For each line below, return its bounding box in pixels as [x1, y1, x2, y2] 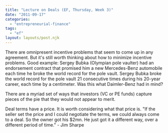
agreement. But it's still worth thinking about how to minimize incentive [5, 54, 152, 60]
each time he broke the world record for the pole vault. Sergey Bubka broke [5, 70, 162, 76]
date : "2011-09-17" [5, 12, 46, 17]
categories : [5, 17, 30, 22]
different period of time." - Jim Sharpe [5, 121, 85, 128]
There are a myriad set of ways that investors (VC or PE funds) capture [5, 91, 152, 97]
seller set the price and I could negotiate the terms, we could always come [5, 111, 159, 117]
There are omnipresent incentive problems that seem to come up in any [5, 49, 153, 55]
